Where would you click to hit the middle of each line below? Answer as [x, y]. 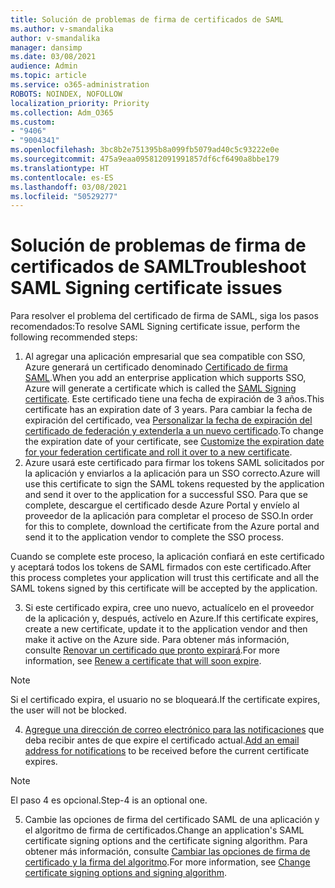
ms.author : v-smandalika [62, 29]
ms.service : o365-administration [80, 85]
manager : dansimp [46, 47]
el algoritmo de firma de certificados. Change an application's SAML [164, 830]
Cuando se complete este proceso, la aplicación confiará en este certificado [167, 557]
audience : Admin [44, 66]
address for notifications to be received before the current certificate [167, 751]
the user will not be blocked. [68, 710]
